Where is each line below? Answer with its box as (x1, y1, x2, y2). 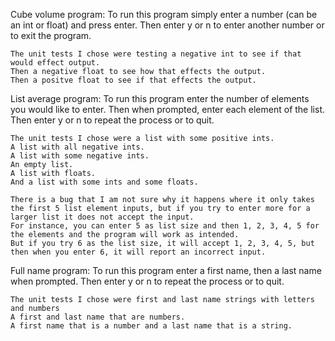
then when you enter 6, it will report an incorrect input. (10, 247, 267, 257)
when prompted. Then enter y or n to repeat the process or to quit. (10, 275, 285, 287)
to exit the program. (10, 30, 92, 41)
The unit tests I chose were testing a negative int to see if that (10, 49, 302, 59)
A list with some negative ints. (10, 151, 150, 161)
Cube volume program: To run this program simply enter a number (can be (10, 9, 318, 20)
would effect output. (10, 58, 101, 68)
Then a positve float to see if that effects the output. (10, 75, 257, 85)
